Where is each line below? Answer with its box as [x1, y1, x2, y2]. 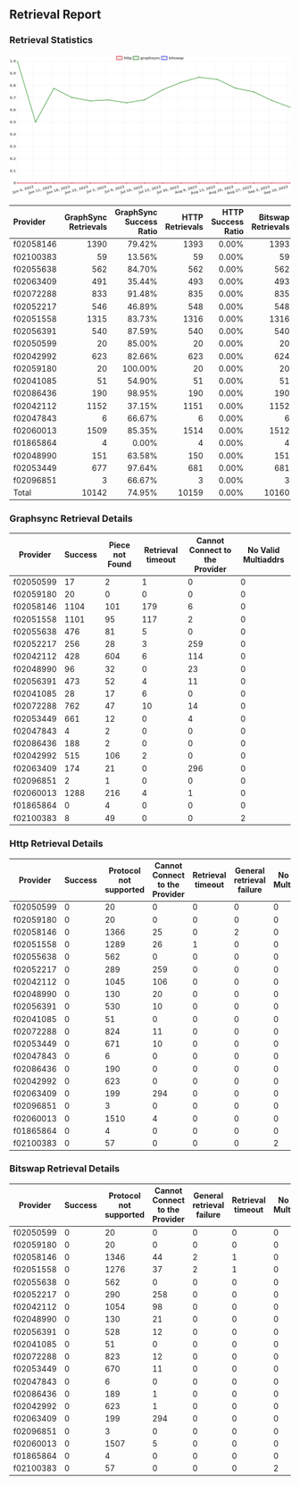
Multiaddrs [242, 554, 285, 565]
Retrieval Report [9, 7, 102, 22]
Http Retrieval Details [9, 837, 104, 850]
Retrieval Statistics [9, 34, 94, 46]
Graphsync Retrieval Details [9, 512, 133, 524]
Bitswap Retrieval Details [9, 1162, 121, 1175]
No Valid [247, 544, 280, 555]
